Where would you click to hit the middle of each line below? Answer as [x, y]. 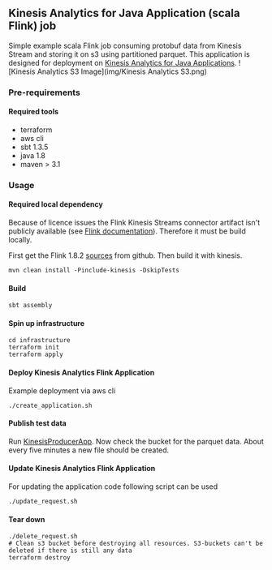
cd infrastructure [39, 341]
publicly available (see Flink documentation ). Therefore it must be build [127, 231]
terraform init [34, 348]
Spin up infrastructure [47, 323]
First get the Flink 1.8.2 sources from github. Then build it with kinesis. [125, 255]
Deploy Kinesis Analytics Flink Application [82, 373]
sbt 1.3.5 [34, 147]
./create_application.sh [50, 405]
